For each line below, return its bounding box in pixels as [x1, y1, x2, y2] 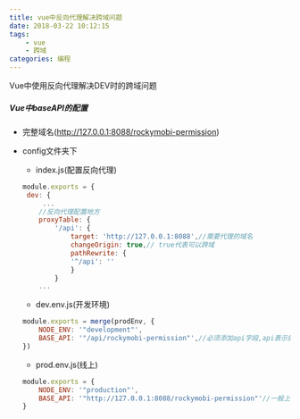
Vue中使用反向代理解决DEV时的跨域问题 [9, 80, 158, 90]
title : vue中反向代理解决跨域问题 [9, 13, 123, 22]
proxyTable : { [38, 215, 91, 224]
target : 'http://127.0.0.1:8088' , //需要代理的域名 [70, 232, 254, 241]
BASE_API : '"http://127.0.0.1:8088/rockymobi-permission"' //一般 [38, 394, 284, 403]
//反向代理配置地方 [38, 207, 100, 216]
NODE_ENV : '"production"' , [38, 385, 139, 394]
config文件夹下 [21, 145, 78, 156]
